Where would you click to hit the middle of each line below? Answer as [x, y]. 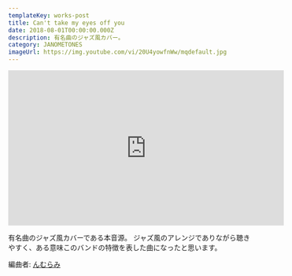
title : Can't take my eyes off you [67, 23]
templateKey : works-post [49, 15]
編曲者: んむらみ [34, 264]
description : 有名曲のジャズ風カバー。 [66, 37]
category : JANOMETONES [45, 45]
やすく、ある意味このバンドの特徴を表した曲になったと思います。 [115, 248]
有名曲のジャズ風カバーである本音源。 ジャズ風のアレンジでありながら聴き [129, 238]
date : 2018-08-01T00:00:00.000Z [61, 30]
